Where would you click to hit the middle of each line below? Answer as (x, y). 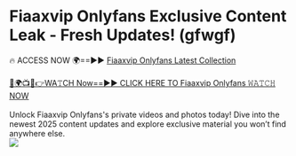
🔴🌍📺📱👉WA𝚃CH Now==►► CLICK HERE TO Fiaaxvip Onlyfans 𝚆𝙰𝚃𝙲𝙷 (142, 82)
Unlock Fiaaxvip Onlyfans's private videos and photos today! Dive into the (144, 114)
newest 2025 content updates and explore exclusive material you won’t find (148, 124)
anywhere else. (37, 133)
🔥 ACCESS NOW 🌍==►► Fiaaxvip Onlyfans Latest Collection (123, 60)
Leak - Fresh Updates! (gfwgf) (123, 35)
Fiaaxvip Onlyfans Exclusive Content (148, 16)
